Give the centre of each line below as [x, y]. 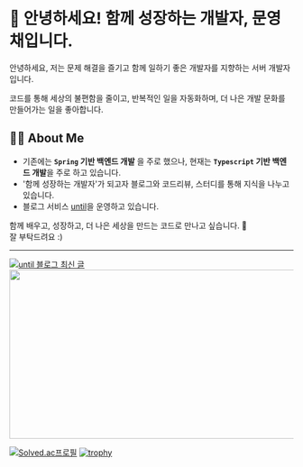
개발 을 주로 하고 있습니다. [76, 172]
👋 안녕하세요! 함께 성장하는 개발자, [129, 18]
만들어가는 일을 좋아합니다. [56, 109]
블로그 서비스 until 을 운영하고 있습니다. [91, 206]
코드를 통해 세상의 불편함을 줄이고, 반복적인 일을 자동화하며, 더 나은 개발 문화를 [147, 98]
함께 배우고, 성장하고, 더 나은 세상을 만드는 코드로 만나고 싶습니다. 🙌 [129, 225]
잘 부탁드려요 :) [36, 236]
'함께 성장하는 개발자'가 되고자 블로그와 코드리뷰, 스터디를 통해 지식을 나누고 [156, 183]
